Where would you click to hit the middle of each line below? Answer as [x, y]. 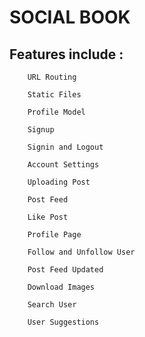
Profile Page [54, 235]
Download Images [61, 287]
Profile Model [56, 112]
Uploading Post [59, 182]
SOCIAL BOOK [70, 17]
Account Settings [63, 165]
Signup [41, 130]
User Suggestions [63, 322]
